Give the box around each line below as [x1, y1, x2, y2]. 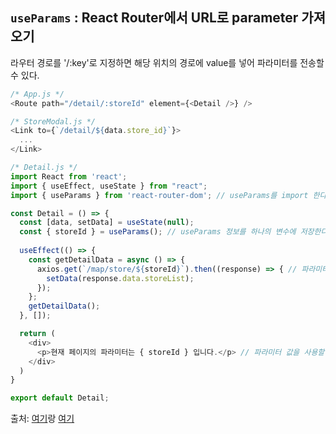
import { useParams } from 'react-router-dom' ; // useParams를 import [10, 190, 309, 200]
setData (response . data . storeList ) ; [46, 273, 195, 283]
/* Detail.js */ [10, 163, 78, 173]
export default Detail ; [10, 393, 110, 403]
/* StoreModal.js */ [10, 116, 97, 127]
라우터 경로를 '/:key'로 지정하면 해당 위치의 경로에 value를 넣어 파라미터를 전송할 [10, 56, 325, 68]
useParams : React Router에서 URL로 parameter [10, 9, 299, 27]
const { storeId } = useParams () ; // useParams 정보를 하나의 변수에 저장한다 [19, 227, 328, 237]
